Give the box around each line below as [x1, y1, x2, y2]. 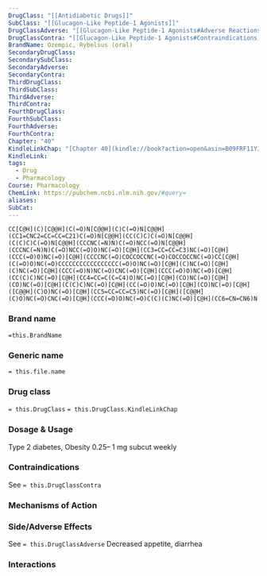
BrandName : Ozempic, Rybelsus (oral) [8, 41, 133, 49]
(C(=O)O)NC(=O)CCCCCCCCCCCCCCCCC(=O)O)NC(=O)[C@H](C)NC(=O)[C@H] [8, 260, 229, 269]
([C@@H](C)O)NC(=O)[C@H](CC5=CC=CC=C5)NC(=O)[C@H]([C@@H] [8, 288, 204, 296]
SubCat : [8, 203, 34, 211]
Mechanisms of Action [8, 500, 98, 511]
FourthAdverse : [8, 122, 59, 130]
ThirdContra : [8, 100, 52, 108]
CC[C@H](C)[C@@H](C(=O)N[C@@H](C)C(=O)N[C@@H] [8, 226, 165, 234]
